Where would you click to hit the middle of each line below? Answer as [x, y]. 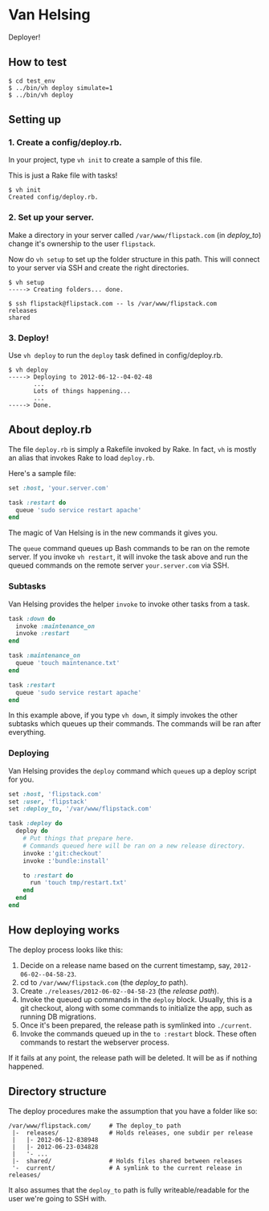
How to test [37, 62]
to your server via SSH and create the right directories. [99, 268]
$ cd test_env [32, 81]
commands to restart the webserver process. [95, 1042]
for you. [21, 779]
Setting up [35, 119]
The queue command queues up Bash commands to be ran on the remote [129, 548]
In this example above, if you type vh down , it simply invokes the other [123, 715]
